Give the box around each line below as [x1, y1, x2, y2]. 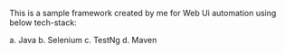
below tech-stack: [9, 17, 77, 28]
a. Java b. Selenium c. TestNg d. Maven [9, 35, 157, 45]
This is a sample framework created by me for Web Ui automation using [9, 8, 277, 18]
